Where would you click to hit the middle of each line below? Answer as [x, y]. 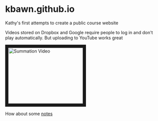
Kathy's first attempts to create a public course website [62, 23]
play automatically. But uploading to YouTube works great [64, 38]
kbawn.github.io [40, 9]
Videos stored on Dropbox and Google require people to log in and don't [79, 32]
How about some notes [29, 114]
